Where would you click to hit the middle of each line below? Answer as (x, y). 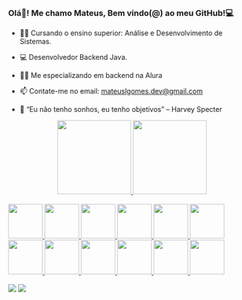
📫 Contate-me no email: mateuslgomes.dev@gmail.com (111, 91)
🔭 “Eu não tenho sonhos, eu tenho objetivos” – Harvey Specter (121, 109)
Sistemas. (35, 42)
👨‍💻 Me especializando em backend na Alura (91, 76)
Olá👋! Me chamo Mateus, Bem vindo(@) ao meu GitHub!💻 (121, 13)
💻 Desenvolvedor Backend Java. (73, 57)
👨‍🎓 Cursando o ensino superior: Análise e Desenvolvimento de (121, 33)
